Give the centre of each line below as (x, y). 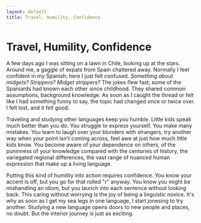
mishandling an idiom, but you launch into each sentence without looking (96, 188)
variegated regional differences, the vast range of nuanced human (88, 158)
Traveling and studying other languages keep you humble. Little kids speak (99, 120)
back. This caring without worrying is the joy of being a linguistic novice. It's (100, 194)
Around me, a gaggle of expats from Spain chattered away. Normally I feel (98, 70)
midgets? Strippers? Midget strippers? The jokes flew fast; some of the (94, 83)
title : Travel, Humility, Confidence (53, 17)
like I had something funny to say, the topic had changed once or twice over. (100, 102)
